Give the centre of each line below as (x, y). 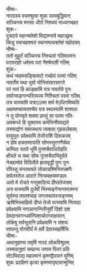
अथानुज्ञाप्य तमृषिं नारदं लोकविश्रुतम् (38, 242)
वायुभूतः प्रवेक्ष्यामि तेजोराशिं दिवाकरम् (39, 136)
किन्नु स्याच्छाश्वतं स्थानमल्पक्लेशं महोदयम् (43, 42)
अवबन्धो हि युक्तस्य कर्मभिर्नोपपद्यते (38, 122)
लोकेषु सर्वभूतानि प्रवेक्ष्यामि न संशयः (37, 223)
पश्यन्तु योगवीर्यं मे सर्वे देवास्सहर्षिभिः (38, 229)
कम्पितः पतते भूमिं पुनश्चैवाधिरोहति (37, 149)
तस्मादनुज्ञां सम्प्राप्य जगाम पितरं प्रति (38, 249)
